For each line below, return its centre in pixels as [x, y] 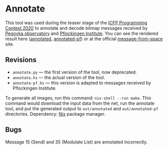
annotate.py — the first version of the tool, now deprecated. [75, 72]
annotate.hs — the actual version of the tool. [59, 77]
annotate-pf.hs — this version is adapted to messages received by [82, 83]
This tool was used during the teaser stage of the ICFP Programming [76, 23]
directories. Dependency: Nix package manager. [55, 114]
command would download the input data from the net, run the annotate [80, 103]
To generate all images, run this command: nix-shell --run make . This [78, 98]
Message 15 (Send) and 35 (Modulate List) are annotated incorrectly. [76, 142]
